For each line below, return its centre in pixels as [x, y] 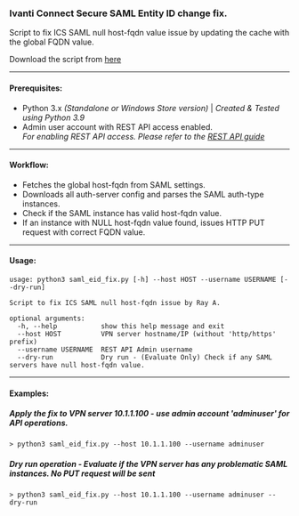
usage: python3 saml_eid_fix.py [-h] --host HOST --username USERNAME [143, 279]
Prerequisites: [36, 88]
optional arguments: [48, 318]
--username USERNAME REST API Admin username [105, 350]
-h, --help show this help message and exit [121, 326]
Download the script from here [65, 60]
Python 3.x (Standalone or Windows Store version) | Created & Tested [151, 108]
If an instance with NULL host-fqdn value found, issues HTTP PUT [143, 222]
